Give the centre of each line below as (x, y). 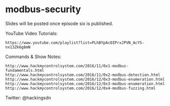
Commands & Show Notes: (33, 57)
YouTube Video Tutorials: (32, 33)
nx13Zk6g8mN (18, 47)
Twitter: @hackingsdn (28, 97)
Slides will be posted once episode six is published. (59, 23)
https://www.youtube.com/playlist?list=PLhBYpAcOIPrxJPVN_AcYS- (75, 43)
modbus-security (43, 9)
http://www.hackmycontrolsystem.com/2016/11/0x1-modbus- (67, 66)
